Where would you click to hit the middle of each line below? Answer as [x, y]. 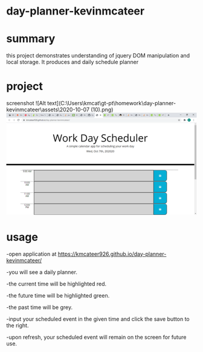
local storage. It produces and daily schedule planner [72, 62]
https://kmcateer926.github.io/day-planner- [112, 254]
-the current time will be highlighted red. [56, 284]
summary [31, 39]
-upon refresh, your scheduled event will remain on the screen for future [96, 337]
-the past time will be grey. [40, 307]
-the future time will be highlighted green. [58, 295]
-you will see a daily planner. [42, 272]
